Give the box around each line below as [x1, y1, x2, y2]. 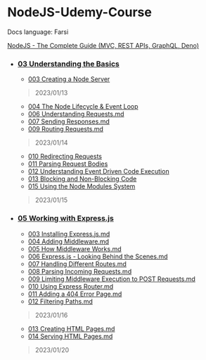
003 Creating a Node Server [27, 75, 110, 83]
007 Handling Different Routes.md [27, 259, 127, 268]
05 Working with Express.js [17, 213, 114, 223]
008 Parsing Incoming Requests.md [27, 267, 132, 275]
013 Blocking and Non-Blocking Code [27, 174, 137, 184]
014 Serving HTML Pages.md [27, 332, 113, 340]
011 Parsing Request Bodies [27, 160, 108, 168]
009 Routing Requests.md [27, 125, 104, 133]
